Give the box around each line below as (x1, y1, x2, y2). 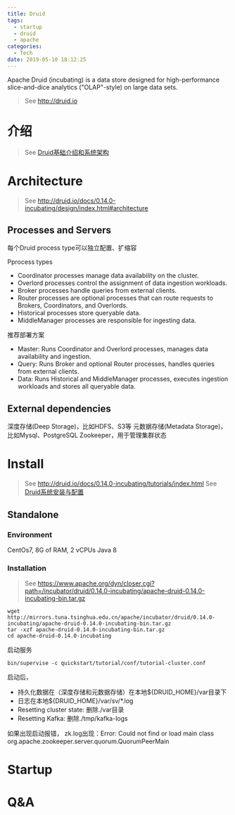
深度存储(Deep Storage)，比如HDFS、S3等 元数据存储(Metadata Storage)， (7, 422, 227, 431)
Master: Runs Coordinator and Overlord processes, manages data (17, 345, 209, 353)
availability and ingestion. (17, 353, 91, 361)
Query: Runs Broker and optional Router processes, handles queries (17, 360, 215, 368)
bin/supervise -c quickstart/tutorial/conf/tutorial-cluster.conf (7, 659, 206, 667)
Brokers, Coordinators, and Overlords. (17, 301, 128, 310)
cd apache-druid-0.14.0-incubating (7, 633, 112, 640)
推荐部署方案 (7, 331, 44, 339)
